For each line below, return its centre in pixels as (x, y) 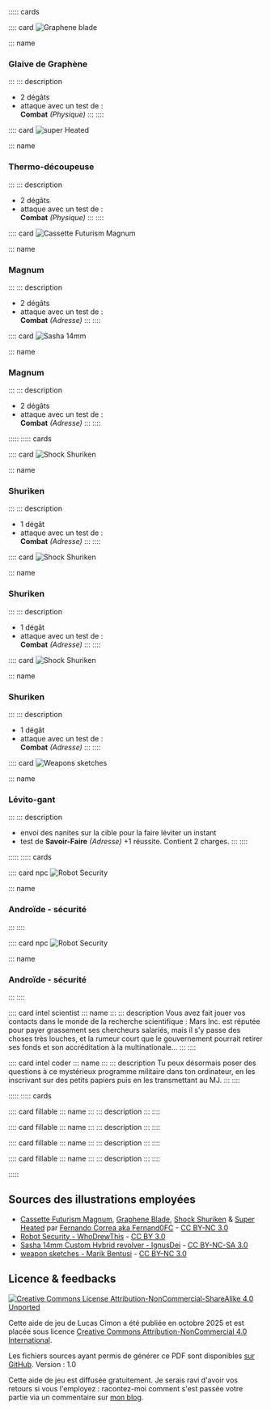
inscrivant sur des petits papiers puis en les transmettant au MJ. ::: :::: (124, 1080)
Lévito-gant (32, 799)
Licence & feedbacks (62, 1279)
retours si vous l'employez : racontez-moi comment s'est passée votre (126, 1388)
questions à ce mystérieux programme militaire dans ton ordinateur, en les (132, 1071)
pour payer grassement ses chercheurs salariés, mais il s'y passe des (125, 1030)
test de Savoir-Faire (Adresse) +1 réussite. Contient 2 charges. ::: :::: (134, 842)
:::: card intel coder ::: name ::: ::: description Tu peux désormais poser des (132, 1063)
